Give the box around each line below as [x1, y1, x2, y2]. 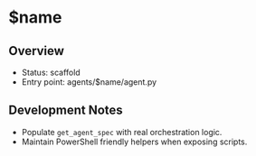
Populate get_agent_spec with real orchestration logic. [21, 126, 223, 137]
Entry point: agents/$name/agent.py [21, 77, 157, 87]
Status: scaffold [21, 67, 81, 78]
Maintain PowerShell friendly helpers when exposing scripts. [21, 136, 248, 147]
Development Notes [8, 103, 123, 118]
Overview [8, 43, 65, 59]
